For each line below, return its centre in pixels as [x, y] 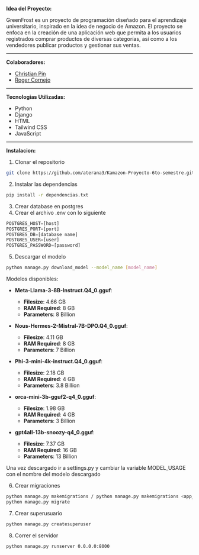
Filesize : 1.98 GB [44, 408]
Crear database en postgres [49, 206]
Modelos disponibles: [32, 279]
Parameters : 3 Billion [49, 421]
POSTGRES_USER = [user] [33, 240]
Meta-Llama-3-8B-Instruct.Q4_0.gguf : [63, 290]
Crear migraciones [37, 485]
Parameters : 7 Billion [49, 350]
